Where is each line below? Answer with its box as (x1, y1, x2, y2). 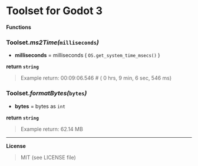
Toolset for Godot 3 (6, 4, 103, 18)
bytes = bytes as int (14, 102, 66, 109)
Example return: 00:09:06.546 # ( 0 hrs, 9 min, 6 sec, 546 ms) (20, 75, 172, 82)
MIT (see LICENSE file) (20, 154, 77, 161)
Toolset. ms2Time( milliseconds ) (6, 38, 99, 47)
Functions (6, 24, 31, 31)
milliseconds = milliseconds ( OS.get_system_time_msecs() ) (14, 52, 160, 59)
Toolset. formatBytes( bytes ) (6, 89, 87, 98)
